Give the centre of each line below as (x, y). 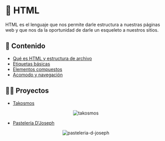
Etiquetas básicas (31, 64)
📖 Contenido (26, 46)
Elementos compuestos (37, 69)
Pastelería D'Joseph (33, 123)
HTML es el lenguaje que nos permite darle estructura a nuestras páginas (83, 25)
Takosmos (23, 103)
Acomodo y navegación (38, 75)
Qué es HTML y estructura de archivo (52, 58)
